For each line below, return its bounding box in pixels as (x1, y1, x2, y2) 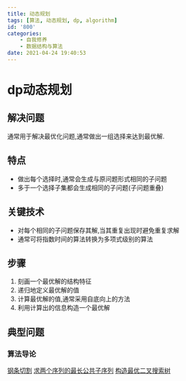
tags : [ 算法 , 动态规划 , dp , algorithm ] (7, 17, 118, 24)
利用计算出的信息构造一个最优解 (17, 304, 110, 312)
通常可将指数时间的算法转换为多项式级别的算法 (17, 235, 153, 243)
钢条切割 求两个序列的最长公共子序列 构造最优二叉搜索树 (7, 366, 171, 375)
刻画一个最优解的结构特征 (17, 277, 92, 285)
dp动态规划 (7, 82, 72, 98)
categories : (7, 30, 42, 37)
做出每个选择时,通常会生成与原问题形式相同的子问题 (17, 174, 167, 183)
